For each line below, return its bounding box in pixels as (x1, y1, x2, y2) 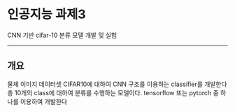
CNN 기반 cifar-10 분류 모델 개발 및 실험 (7, 31, 117, 39)
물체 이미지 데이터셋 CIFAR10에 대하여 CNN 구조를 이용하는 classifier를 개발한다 (7, 80, 227, 88)
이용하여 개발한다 (20, 97, 68, 106)
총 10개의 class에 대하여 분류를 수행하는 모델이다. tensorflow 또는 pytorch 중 (7, 88, 219, 97)
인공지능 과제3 (7, 6, 86, 22)
